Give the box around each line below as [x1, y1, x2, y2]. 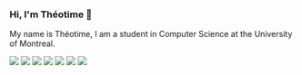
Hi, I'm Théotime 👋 [9, 8, 93, 21]
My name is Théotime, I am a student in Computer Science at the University [9, 29, 293, 40]
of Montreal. [9, 38, 56, 49]
